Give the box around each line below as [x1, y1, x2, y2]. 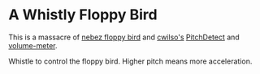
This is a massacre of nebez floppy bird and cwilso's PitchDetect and [8, 32, 240, 42]
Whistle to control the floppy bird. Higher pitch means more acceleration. [8, 56, 253, 66]
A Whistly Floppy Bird [8, 6, 158, 24]
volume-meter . [8, 40, 58, 50]
